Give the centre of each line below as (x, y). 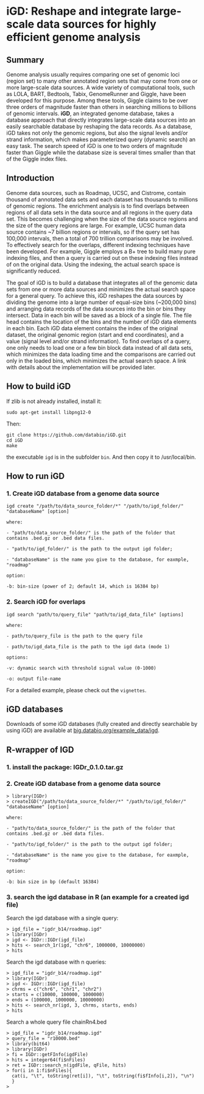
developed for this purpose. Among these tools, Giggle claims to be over (97, 100)
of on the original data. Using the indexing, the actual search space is (93, 264)
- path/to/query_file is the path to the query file (75, 636)
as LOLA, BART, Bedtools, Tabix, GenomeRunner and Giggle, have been (96, 94)
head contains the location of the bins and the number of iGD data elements (101, 322)
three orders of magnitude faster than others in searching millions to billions (101, 107)
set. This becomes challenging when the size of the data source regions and (102, 219)
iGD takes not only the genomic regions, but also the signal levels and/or (97, 133)
